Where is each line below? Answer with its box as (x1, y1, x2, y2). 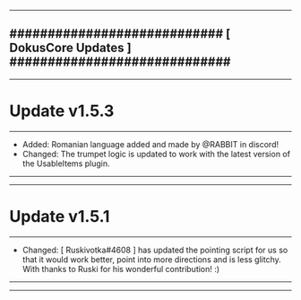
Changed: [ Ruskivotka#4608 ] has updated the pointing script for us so (21, 244, 288, 255)
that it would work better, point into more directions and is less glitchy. (21, 253, 282, 265)
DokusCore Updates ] (9, 40, 132, 56)
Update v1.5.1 (9, 206, 110, 226)
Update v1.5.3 (9, 101, 115, 121)
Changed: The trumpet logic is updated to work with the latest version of (21, 148, 291, 159)
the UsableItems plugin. (21, 158, 110, 169)
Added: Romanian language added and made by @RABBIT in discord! (21, 138, 279, 149)
